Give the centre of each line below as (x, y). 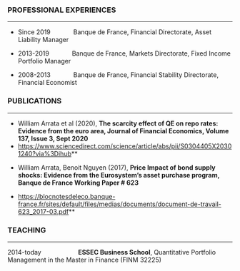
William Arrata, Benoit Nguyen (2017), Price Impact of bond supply (116, 167)
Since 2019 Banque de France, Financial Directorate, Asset (115, 32)
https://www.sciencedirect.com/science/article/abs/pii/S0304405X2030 (125, 146)
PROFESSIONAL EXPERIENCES (62, 10)
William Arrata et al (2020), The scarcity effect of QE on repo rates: (118, 123)
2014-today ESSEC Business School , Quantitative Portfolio (112, 252)
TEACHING (27, 230)
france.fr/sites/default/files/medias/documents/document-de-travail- (119, 204)
